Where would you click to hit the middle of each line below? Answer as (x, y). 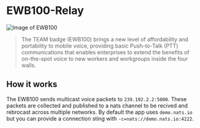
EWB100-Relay (45, 11)
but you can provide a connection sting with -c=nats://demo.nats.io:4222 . (100, 118)
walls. (29, 65)
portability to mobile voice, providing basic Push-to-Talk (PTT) (100, 46)
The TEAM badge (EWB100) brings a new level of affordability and (105, 39)
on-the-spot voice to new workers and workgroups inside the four (105, 59)
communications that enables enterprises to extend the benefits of (105, 52)
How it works (32, 84)
